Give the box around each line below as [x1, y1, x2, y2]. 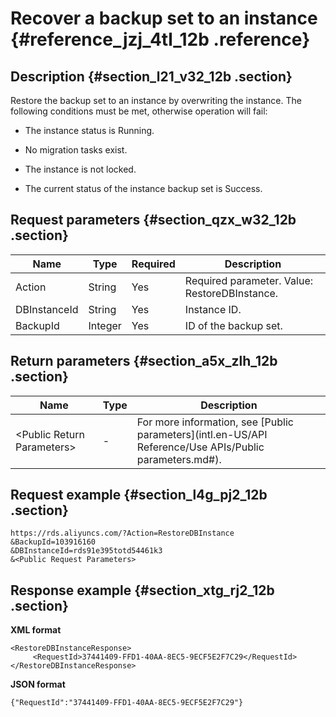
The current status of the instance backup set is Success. [24, 183, 263, 194]
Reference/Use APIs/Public [136, 440, 265, 454]
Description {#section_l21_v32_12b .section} [10, 68, 293, 85]
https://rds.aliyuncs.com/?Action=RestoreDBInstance [10, 528, 235, 539]
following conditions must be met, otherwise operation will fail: [10, 105, 268, 117]
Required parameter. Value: [184, 273, 314, 287]
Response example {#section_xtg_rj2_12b [10, 582, 275, 599]
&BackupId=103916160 [10, 537, 97, 547]
